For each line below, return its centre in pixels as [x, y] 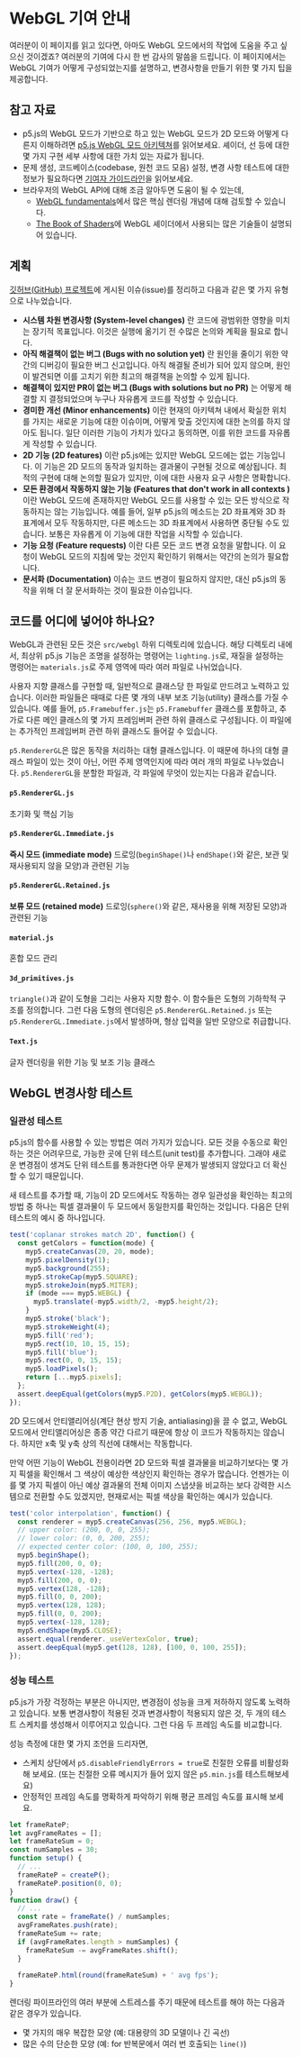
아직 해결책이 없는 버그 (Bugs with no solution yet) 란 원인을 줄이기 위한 [150, 353]
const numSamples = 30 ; [54, 1850]
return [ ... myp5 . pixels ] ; [74, 1378]
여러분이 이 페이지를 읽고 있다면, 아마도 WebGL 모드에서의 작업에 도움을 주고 [144, 45]
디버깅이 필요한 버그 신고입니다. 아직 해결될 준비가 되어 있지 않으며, [156, 365]
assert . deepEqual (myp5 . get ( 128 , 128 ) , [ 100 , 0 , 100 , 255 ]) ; [132, 1647]
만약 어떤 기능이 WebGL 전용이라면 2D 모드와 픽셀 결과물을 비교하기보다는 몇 [144, 1462]
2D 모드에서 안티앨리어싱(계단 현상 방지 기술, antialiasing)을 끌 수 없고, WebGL [148, 1421]
